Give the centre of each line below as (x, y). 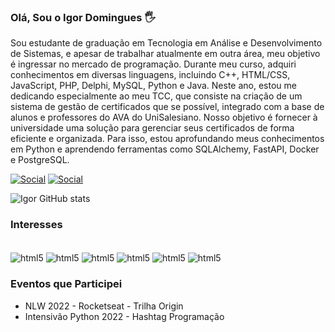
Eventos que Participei (66, 284)
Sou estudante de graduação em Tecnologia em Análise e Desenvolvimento (166, 43)
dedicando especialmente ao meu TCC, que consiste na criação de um (156, 96)
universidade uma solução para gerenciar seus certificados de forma (152, 128)
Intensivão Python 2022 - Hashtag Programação (124, 316)
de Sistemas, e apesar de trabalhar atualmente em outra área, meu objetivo (165, 54)
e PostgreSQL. (40, 160)
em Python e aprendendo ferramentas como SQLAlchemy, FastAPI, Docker (165, 149)
